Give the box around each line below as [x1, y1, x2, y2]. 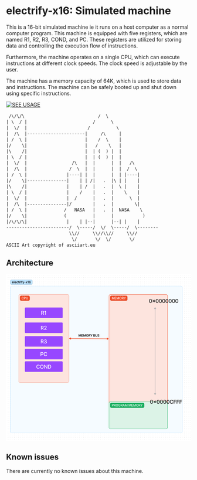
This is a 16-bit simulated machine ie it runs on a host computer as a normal [6, 23, 189, 30]
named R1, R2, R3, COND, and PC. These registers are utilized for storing [6, 36, 182, 43]
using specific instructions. [6, 90, 72, 97]
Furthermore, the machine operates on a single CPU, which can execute [6, 53, 180, 60]
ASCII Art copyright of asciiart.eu [6, 242, 96, 248]
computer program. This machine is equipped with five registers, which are [6, 29, 188, 36]
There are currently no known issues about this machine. [6, 468, 144, 475]
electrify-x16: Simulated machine [6, 4, 171, 18]
